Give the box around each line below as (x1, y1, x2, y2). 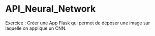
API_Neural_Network (5, 3, 96, 15)
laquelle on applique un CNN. (5, 25, 67, 31)
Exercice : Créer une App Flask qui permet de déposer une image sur (5, 20, 150, 26)
